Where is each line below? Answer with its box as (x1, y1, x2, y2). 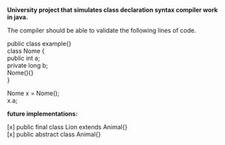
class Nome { (7, 47, 45, 55)
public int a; (7, 54, 40, 62)
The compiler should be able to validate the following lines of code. (7, 27, 196, 34)
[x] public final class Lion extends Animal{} (7, 123, 128, 131)
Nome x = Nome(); (7, 89, 59, 97)
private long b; (7, 62, 48, 69)
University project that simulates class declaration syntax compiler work (7, 6, 218, 14)
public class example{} (7, 40, 72, 47)
